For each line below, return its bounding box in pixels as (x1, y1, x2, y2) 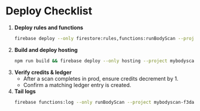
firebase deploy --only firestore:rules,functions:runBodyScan (14, 35, 176, 41)
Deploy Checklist (5, 4, 92, 18)
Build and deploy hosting (14, 46, 78, 53)
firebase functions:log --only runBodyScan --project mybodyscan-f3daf (14, 99, 197, 105)
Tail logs (14, 88, 37, 95)
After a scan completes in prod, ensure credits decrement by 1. (23, 75, 179, 82)
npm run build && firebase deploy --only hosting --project (14, 58, 168, 64)
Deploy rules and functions (14, 24, 83, 31)
